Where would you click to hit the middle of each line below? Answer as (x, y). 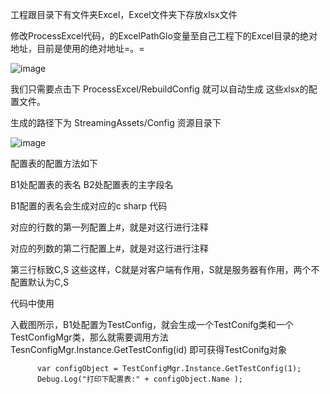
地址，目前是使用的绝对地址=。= (77, 48)
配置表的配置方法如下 (54, 163)
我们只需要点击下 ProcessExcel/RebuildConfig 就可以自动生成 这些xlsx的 (159, 89)
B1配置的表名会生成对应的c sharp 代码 (89, 206)
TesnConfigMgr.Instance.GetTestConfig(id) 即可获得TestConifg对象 (148, 349)
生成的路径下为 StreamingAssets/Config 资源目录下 (116, 122)
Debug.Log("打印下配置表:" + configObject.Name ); (140, 379)
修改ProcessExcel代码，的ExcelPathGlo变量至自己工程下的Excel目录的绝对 (164, 36)
